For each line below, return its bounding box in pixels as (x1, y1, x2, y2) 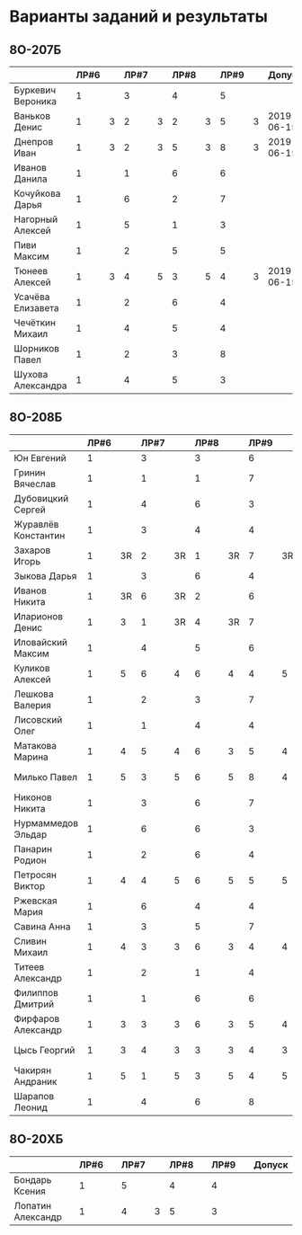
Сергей (13, 503, 47, 516)
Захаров (13, 544, 51, 556)
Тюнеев (13, 265, 49, 277)
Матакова (13, 739, 57, 751)
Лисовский (13, 713, 63, 725)
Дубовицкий (13, 492, 69, 504)
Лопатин (13, 1199, 52, 1212)
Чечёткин (13, 316, 57, 329)
